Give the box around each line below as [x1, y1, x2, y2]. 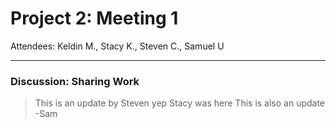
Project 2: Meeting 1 [10, 7, 179, 30]
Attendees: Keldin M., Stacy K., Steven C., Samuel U [10, 40, 225, 52]
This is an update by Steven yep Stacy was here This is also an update [34, 97, 326, 109]
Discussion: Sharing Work [10, 74, 140, 88]
